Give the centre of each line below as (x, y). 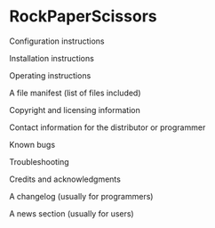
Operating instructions (50, 75)
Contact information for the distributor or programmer (107, 127)
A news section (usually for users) (72, 213)
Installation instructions (52, 58)
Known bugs (32, 144)
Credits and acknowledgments (65, 179)
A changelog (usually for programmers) (81, 196)
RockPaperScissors (83, 16)
